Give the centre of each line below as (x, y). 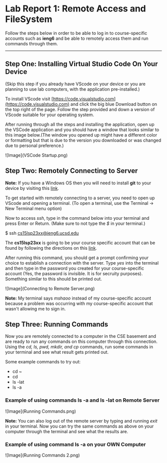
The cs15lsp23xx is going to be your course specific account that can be (80, 243)
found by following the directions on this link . (51, 248)
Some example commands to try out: (43, 362)
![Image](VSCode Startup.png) (37, 155)
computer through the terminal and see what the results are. (67, 431)
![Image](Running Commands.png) (41, 411)
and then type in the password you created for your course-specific (75, 268)
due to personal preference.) (35, 146)
